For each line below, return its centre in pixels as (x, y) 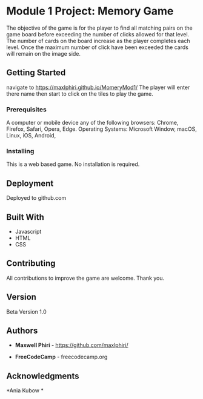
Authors (22, 330)
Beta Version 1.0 (26, 312)
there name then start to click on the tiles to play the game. (80, 94)
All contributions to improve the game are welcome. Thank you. (85, 278)
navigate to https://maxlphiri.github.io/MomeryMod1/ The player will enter (98, 87)
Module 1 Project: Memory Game (90, 11)
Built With (25, 217)
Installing (20, 151)
